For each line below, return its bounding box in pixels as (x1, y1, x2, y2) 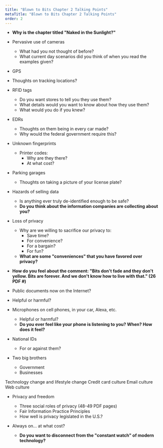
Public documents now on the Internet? (12, 288, 91, 294)
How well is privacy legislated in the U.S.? (19, 413, 103, 420)
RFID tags (12, 87, 32, 93)
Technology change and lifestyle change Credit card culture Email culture (5, 379, 153, 385)
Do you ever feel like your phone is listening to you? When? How (19, 322, 152, 327)
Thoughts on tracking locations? (12, 78, 77, 83)
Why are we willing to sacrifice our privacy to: (19, 227, 112, 233)
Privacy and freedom (12, 394, 55, 400)
